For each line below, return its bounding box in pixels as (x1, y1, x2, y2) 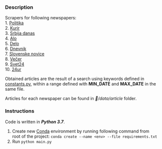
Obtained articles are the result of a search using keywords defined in (5, 76, 145, 82)
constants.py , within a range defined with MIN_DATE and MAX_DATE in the (5, 81, 156, 87)
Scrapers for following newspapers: (5, 15, 77, 21)
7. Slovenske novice (5, 51, 45, 57)
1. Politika (5, 20, 24, 26)
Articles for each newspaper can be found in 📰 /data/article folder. (5, 96, 137, 101)
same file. (5, 86, 25, 92)
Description (5, 4, 33, 11)
